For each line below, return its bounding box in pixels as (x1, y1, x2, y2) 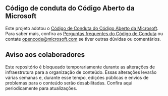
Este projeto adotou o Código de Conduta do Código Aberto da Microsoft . (5, 25, 159, 31)
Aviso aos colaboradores (5, 50, 85, 59)
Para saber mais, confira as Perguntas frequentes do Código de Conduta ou (5, 30, 163, 37)
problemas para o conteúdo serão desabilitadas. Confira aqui (5, 80, 133, 86)
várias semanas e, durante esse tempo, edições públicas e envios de (5, 74, 149, 80)
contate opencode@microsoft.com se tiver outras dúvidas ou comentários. (5, 36, 161, 42)
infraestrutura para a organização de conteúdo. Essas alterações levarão (5, 69, 157, 75)
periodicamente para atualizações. (5, 85, 77, 91)
